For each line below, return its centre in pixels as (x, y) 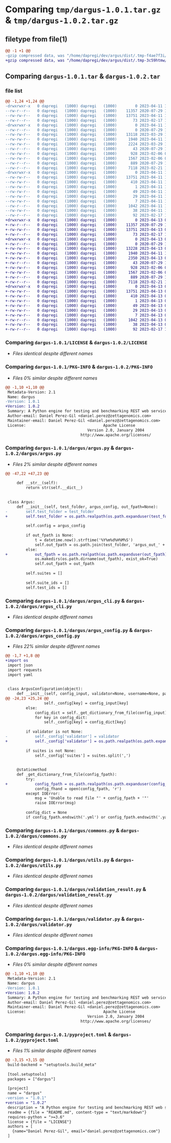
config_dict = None (46, 813)
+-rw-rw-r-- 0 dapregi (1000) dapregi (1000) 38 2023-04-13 (84, 325)
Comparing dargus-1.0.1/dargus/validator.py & (65, 919)
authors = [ (20, 1127)
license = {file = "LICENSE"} (39, 1122)
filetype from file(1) (36, 39)
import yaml (20, 675)
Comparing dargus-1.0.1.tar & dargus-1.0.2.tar (83, 76)
